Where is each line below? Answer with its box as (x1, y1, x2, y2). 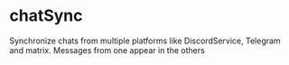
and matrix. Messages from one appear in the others (9, 44, 205, 55)
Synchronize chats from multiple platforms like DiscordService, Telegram (9, 35, 282, 46)
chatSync (9, 5, 83, 26)
